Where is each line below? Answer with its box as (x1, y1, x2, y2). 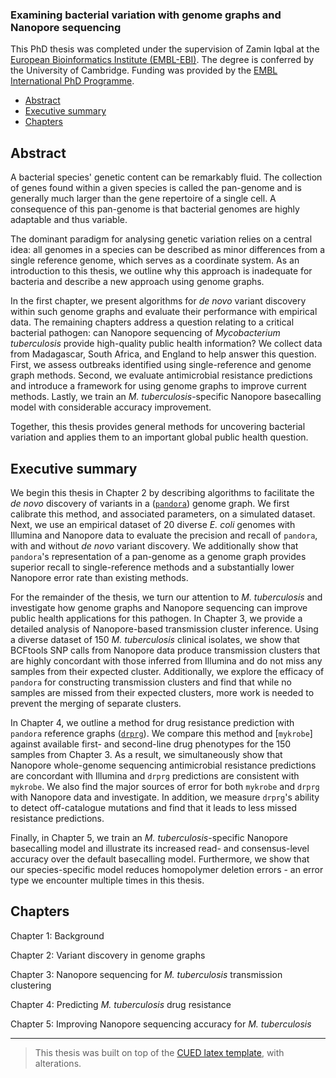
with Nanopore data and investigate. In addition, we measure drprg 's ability (10, 791, 320, 803)
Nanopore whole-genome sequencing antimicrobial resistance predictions (10, 759, 317, 771)
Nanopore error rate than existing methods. (10, 571, 189, 583)
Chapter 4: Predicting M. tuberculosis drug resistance (10, 998, 232, 1010)
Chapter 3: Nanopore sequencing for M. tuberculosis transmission (10, 968, 283, 980)
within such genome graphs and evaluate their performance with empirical (10, 306, 318, 318)
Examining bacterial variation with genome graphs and (10, 8, 282, 22)
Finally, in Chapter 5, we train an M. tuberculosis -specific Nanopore (10, 831, 288, 843)
